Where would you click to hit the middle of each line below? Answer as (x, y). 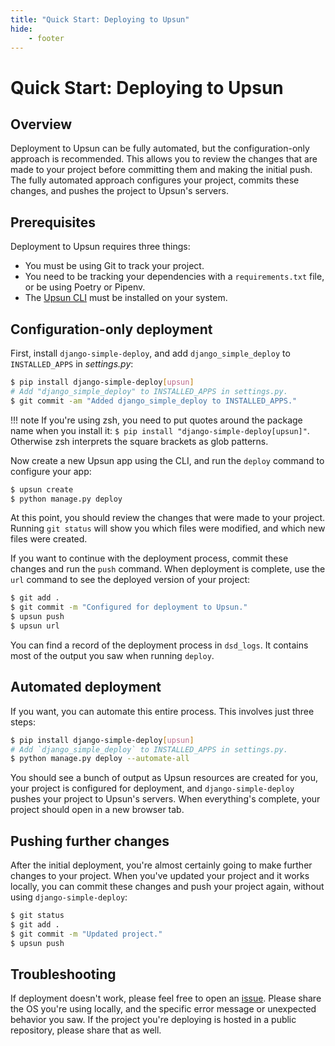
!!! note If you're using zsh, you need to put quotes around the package (156, 420)
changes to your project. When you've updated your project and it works (160, 876)
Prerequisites (53, 222)
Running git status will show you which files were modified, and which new (168, 528)
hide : (21, 29)
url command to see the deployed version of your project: (130, 580)
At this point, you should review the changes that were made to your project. (167, 518)
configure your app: (51, 471)
